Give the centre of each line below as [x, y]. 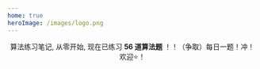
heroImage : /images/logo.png [55, 23]
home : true [25, 15]
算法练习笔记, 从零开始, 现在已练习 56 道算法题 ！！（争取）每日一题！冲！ [132, 46]
